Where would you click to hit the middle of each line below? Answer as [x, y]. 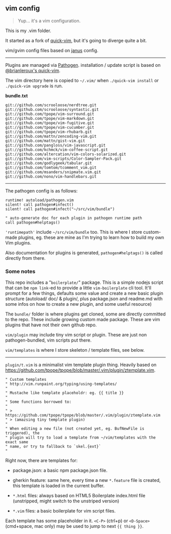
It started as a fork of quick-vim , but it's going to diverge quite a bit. [76, 40]
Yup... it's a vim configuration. [49, 20]
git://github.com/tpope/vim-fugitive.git [50, 123]
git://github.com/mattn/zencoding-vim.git [51, 136]
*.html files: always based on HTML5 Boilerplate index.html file [79, 496]
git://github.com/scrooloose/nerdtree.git [51, 105]
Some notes [20, 271]
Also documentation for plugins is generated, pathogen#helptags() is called [84, 253]
